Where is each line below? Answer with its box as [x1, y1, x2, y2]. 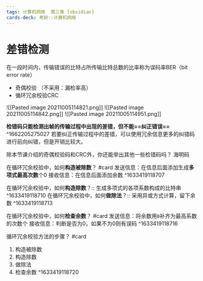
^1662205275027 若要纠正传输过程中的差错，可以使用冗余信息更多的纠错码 [6, 130, 195, 138]
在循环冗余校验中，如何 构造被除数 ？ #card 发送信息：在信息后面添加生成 [6, 164, 190, 171]
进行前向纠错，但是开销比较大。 [6, 138, 86, 146]
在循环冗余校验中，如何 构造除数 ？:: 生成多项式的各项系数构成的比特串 [6, 185, 182, 192]
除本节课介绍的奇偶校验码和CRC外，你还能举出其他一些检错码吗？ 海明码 [6, 151, 190, 158]
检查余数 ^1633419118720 [15, 268, 79, 276]
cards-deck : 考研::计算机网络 [6, 15, 77, 21]
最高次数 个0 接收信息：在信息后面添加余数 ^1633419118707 [16, 171, 165, 179]
